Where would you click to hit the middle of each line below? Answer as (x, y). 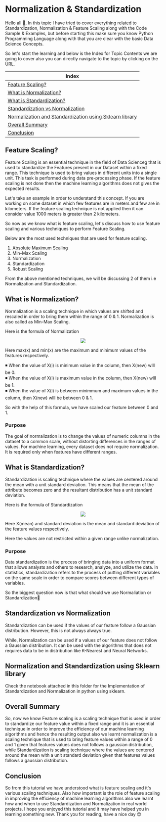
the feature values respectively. (37, 529)
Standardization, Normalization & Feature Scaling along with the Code (76, 28)
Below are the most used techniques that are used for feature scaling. (76, 238)
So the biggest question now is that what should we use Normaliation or (78, 593)
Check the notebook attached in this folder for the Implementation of (75, 685)
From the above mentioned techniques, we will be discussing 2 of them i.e (81, 278)
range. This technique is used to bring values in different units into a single (81, 173)
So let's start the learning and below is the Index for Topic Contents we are (81, 53)
